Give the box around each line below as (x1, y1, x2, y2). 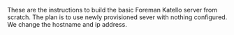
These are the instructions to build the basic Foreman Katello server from (7, 6, 218, 14)
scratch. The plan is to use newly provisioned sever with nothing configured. (7, 13, 228, 21)
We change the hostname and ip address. (7, 21, 127, 28)
